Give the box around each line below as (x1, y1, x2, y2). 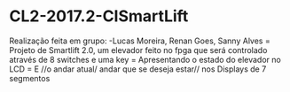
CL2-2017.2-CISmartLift (9, 6, 189, 27)
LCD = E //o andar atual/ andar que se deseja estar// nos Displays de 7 (9, 64, 267, 74)
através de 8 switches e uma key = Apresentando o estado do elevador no (9, 54, 281, 65)
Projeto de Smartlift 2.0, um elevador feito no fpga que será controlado (9, 44, 268, 55)
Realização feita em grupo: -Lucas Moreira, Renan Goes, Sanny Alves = (9, 35, 270, 46)
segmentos (9, 73, 51, 83)
